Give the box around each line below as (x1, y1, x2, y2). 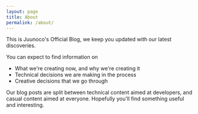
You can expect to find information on (6, 54, 98, 61)
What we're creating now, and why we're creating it (14, 65, 140, 72)
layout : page (6, 8, 38, 15)
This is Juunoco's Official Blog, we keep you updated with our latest (6, 36, 172, 43)
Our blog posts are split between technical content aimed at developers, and (6, 89, 193, 96)
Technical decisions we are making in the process (14, 71, 137, 79)
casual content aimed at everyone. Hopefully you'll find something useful (6, 95, 184, 102)
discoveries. (6, 42, 36, 49)
